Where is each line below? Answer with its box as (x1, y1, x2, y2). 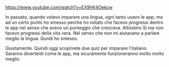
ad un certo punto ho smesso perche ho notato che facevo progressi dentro (5, 20, 163, 25)
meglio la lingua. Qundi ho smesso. (5, 35, 78, 41)
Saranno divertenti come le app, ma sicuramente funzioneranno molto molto (5, 50, 164, 56)
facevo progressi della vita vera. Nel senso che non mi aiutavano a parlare (5, 30, 160, 36)
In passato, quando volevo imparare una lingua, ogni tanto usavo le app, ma (5, 14, 163, 20)
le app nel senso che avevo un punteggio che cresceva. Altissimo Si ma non (5, 25, 164, 31)
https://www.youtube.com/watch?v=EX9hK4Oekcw (5, 5, 113, 10)
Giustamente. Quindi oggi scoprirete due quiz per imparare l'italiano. (5, 45, 148, 51)
